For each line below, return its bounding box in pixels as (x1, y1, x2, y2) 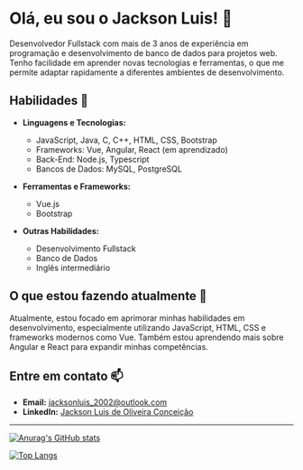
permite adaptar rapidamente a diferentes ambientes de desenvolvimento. (9, 67, 285, 78)
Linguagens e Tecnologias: (22, 117, 126, 127)
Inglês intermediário (35, 262, 111, 273)
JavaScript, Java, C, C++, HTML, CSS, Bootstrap (35, 135, 218, 146)
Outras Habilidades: (22, 225, 99, 236)
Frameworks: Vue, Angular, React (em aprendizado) (35, 144, 228, 155)
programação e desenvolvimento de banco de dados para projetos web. (9, 47, 278, 58)
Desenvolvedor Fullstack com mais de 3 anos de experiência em (9, 38, 249, 49)
